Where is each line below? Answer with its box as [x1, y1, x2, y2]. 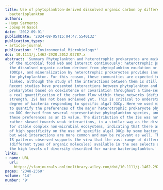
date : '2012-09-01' [5, 29, 45, 34]
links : [5, 151, 18, 156]
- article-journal [5, 43, 42, 48]
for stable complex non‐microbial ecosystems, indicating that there [9, 124, 153, 129]
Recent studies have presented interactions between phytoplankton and [9, 83, 158, 88]
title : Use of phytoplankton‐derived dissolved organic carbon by [5, 7, 142, 12]
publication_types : [5, 39, 45, 44]
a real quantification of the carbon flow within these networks [9, 92, 145, 97]
